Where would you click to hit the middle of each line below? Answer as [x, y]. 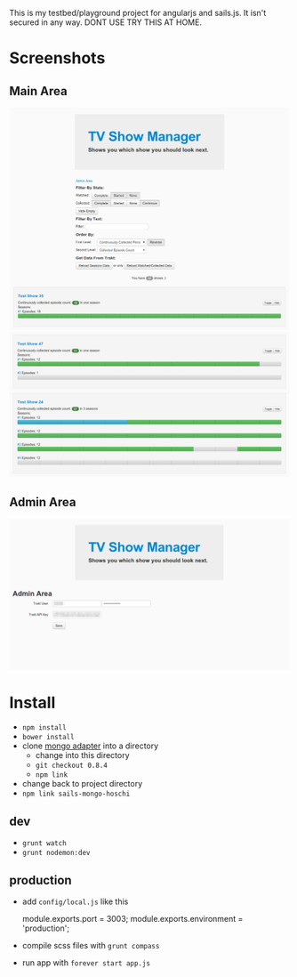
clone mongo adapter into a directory [90, 746]
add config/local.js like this [75, 901]
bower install [48, 738]
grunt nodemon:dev [56, 853]
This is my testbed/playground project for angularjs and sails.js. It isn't [138, 13]
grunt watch [44, 844]
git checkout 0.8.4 [72, 766]
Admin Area [43, 502]
